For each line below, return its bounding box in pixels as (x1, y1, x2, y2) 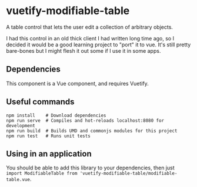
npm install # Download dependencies (6, 113, 107, 118)
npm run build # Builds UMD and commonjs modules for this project (6, 128, 178, 134)
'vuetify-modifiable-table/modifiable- (79, 171, 178, 176)
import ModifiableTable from (6, 171, 78, 176)
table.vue (6, 177, 31, 183)
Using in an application (6, 148, 92, 159)
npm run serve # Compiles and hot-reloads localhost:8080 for (6, 117, 165, 124)
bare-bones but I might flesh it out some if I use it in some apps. (6, 47, 161, 54)
